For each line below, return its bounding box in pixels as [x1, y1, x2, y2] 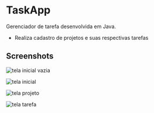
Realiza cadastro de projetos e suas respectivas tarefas [14, 34, 149, 41]
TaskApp [6, 4, 51, 17]
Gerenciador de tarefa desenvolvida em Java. [6, 23, 116, 30]
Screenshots [6, 51, 54, 61]
